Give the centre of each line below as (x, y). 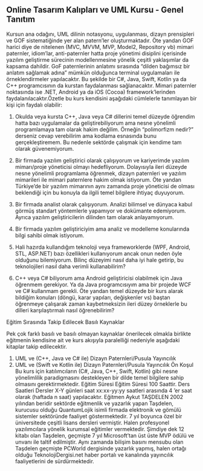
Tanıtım (21, 20)
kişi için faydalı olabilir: (34, 105)
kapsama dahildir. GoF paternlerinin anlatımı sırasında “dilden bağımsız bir (98, 66)
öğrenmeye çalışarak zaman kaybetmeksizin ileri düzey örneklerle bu (101, 304)
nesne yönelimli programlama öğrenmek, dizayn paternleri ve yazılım (101, 173)
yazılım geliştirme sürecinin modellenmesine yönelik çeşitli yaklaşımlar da (98, 59)
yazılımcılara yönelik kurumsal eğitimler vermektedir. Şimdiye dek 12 (99, 429)
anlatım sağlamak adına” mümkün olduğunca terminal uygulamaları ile (93, 73)
